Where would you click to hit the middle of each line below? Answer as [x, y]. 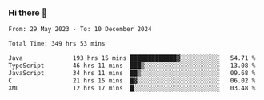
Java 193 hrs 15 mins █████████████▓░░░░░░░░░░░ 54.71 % [132, 58]
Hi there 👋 [28, 13]
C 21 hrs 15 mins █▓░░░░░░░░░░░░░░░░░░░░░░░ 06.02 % [132, 80]
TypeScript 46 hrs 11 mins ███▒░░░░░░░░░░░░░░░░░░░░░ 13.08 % [132, 66]
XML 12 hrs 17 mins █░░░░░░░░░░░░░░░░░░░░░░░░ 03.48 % [132, 88]
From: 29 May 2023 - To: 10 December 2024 [80, 30]
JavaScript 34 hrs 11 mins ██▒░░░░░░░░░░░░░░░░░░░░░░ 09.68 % [132, 73]
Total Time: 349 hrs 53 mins [57, 44]
